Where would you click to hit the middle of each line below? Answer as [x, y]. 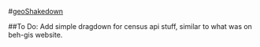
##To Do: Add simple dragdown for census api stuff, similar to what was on [130, 26]
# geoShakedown [36, 11]
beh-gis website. [35, 35]
